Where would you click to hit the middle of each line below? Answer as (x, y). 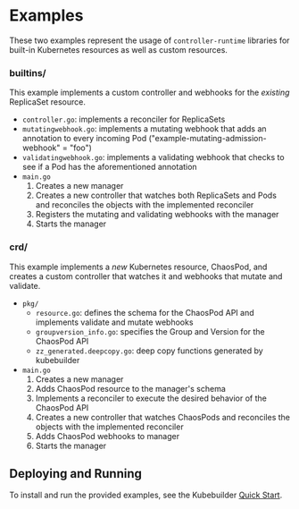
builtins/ (28, 72)
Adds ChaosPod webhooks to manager (108, 436)
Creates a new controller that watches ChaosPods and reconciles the (163, 417)
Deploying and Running (76, 474)
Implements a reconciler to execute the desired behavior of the (151, 398)
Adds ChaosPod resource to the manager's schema (130, 388)
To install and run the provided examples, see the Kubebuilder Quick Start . (146, 495)
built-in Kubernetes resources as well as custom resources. (118, 49)
